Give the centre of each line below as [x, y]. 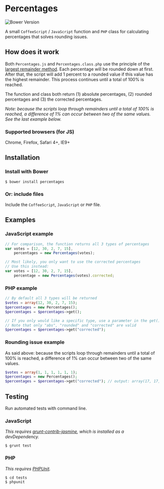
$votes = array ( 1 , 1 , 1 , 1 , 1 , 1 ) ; [41, 372]
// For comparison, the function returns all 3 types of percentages [77, 244]
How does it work [32, 52]
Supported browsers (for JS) [40, 131]
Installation [22, 158]
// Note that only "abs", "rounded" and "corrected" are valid [71, 325]
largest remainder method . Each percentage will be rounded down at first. [79, 69]
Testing [17, 396]
